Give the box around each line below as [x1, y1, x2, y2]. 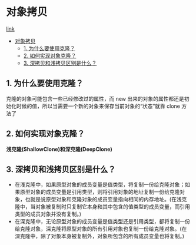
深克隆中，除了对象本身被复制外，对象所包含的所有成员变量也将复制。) [14, 233, 184, 240]
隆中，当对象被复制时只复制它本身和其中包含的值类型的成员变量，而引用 [14, 203, 190, 210]
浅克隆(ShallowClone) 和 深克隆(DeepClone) [6, 145, 113, 153]
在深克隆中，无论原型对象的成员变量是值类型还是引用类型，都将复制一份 [14, 218, 190, 225]
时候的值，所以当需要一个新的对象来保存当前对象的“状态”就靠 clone [16, 102, 181, 110]
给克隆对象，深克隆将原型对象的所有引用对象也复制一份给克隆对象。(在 [14, 225, 187, 233]
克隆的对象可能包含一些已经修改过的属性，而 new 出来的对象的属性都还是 [6, 95, 184, 102]
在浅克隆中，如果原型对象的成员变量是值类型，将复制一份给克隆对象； [14, 181, 185, 188]
